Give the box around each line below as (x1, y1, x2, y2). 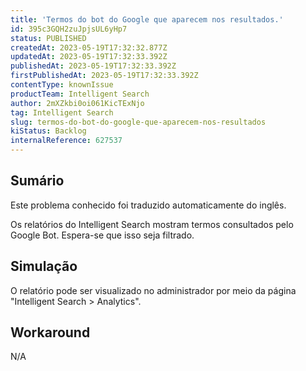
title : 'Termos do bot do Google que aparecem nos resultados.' (10, 14, 284, 25)
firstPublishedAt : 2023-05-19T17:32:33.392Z (10, 71, 199, 81)
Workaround (10, 324, 91, 341)
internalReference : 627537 (10, 136, 123, 146)
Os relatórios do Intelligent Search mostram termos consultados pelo (10, 218, 294, 230)
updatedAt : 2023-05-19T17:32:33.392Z (10, 52, 168, 62)
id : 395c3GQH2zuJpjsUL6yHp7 (10, 24, 128, 34)
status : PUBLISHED (10, 33, 87, 43)
